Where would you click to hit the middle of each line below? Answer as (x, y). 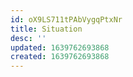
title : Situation (46, 29)
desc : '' (28, 38)
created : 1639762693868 (60, 57)
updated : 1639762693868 (60, 47)
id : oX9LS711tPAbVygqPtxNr (66, 19)
